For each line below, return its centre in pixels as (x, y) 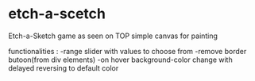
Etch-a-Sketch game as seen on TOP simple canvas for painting (113, 36)
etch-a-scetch (57, 14)
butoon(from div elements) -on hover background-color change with (120, 60)
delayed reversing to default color (64, 67)
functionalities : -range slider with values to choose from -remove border (127, 51)
